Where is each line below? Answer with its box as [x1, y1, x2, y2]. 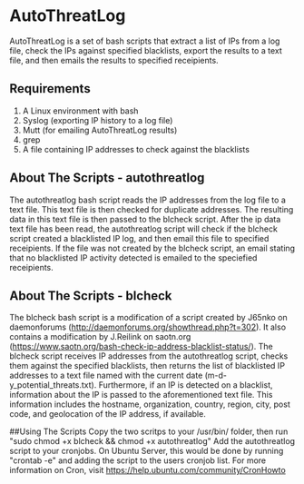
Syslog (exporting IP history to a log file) [22, 114, 173, 125]
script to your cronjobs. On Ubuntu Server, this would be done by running [9, 446, 284, 457]
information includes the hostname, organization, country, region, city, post [9, 399, 290, 410]
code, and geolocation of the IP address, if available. [9, 409, 206, 420]
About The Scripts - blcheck [9, 288, 172, 303]
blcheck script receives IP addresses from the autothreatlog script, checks [9, 351, 289, 361]
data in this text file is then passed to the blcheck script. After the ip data [9, 213, 281, 224]
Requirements [9, 81, 91, 96]
